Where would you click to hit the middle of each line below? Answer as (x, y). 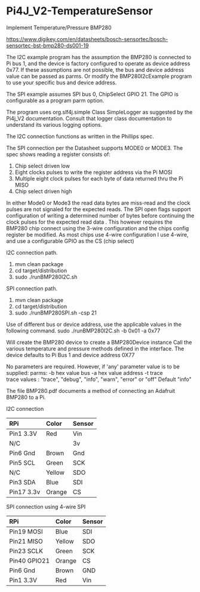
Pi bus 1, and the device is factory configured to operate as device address (98, 63)
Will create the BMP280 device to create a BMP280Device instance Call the (99, 342)
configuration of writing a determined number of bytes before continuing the (100, 215)
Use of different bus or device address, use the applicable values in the (94, 324)
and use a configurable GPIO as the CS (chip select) (70, 241)
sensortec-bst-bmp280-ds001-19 (47, 45)
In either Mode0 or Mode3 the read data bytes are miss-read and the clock (98, 203)
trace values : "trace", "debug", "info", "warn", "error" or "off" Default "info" (99, 379)
